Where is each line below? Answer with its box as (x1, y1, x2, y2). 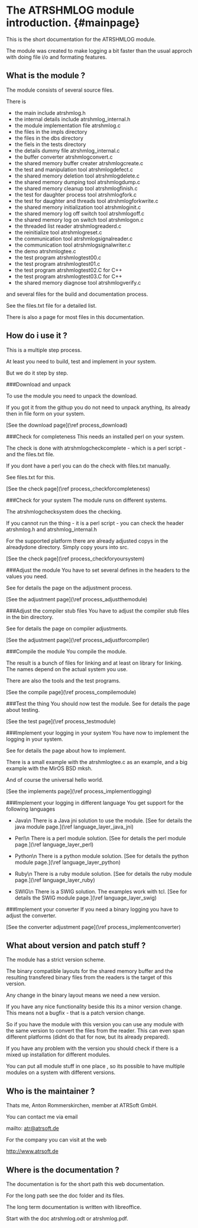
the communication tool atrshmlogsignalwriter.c (14, 241, 131, 249)
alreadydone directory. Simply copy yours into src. (6, 543, 129, 550)
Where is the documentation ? (6, 1165, 119, 1175)
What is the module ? (6, 70, 86, 80)
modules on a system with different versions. (6, 1069, 116, 1076)
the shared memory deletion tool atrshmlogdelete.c (14, 172, 140, 179)
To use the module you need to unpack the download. (6, 392, 138, 399)
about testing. (6, 706, 40, 713)
